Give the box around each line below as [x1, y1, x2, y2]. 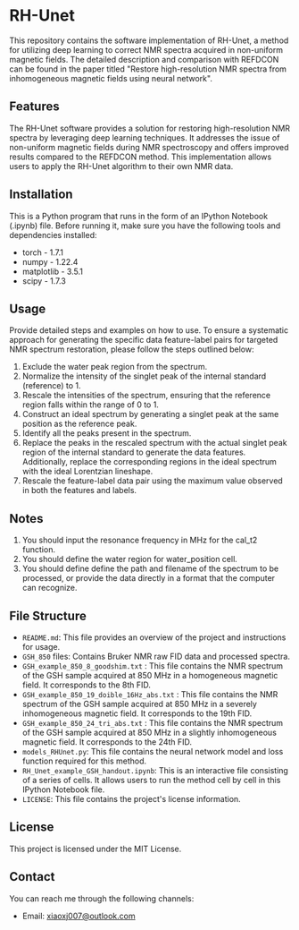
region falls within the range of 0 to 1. [21, 399, 159, 410]
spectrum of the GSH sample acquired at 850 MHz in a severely [21, 699, 257, 709]
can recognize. [21, 583, 78, 593]
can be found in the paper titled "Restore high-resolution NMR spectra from [9, 64, 287, 74]
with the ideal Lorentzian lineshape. [21, 466, 154, 477]
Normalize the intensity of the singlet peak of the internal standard [21, 371, 267, 381]
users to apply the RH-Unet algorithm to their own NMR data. [9, 160, 234, 171]
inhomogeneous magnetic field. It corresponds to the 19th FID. [21, 708, 253, 719]
